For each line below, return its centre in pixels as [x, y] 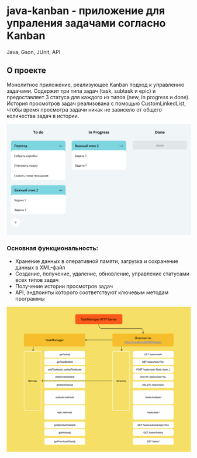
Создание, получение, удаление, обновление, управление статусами [102, 274]
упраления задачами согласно [86, 23]
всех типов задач [37, 279]
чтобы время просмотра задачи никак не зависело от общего [84, 109]
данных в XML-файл [40, 267]
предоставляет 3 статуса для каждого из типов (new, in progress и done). [98, 97]
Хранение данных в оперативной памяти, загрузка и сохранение [97, 261]
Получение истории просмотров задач [64, 286]
